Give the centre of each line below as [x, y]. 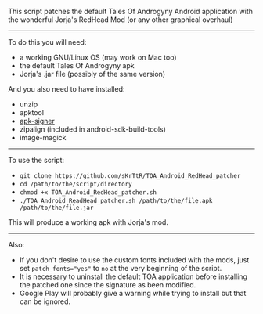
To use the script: [36, 160]
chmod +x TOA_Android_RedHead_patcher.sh [88, 193]
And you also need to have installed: [67, 89]
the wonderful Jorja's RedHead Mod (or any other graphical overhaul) [121, 20]
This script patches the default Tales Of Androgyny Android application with [130, 11]
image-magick [43, 137]
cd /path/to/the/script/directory [76, 184]
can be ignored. [45, 301]
